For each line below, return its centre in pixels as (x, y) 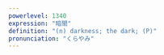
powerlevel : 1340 (38, 16)
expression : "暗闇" (40, 23)
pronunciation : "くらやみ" (51, 38)
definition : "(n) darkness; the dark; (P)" (83, 31)
